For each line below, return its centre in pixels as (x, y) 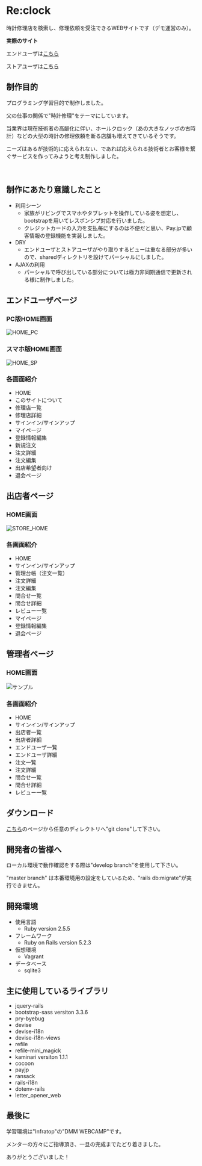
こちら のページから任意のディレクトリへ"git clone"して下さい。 (85, 829)
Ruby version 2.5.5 (47, 929)
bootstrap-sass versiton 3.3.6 (51, 1012)
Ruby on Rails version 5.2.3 (57, 943)
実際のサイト (22, 40)
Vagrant (34, 957)
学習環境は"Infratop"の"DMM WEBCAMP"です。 (66, 1131)
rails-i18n (26, 1083)
